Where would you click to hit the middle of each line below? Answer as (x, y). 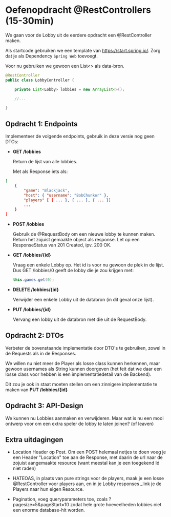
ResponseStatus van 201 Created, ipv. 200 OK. (62, 245)
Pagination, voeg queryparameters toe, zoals (60, 499)
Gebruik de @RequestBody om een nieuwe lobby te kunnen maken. (84, 234)
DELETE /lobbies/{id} (36, 290)
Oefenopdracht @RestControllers (78, 10)
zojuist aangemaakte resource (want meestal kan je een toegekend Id (86, 463)
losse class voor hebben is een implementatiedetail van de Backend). (78, 374)
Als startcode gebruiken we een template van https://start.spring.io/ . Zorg (83, 50)
